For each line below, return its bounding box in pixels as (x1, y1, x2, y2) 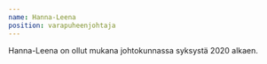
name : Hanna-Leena (8, 12, 76, 22)
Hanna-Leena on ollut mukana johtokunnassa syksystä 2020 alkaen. (8, 45, 259, 55)
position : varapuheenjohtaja (8, 21, 116, 30)
